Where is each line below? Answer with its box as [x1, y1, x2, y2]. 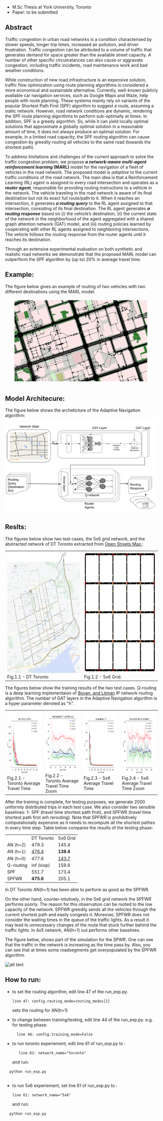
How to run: [5, 976, 41, 984]
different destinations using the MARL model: [5, 289, 96, 295]
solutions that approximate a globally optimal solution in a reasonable [5, 123, 143, 129]
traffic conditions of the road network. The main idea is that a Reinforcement [5, 174, 158, 180]
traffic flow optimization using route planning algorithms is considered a [5, 82, 149, 88]
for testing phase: [12, 1022, 48, 1028]
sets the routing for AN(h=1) [12, 1007, 68, 1013]
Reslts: [5, 523, 27, 531]
